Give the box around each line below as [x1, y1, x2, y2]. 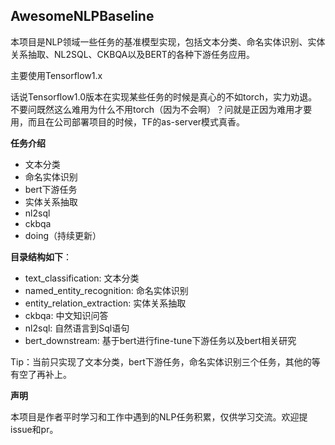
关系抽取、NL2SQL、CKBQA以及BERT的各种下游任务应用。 [10, 48, 255, 60]
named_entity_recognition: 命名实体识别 [24, 284, 189, 296]
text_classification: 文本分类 [24, 272, 140, 284]
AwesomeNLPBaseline [10, 8, 155, 25]
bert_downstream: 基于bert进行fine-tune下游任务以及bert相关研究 [24, 334, 297, 346]
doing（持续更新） [24, 229, 102, 241]
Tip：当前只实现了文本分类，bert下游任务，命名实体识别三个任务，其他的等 [10, 355, 321, 368]
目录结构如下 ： [10, 250, 72, 263]
